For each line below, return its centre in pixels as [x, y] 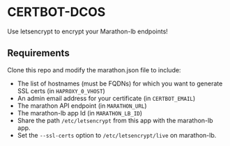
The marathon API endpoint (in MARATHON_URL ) [82, 106]
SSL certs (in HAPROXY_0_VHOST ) [61, 90]
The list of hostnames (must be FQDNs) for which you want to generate [120, 83]
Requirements [38, 53]
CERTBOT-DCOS [56, 12]
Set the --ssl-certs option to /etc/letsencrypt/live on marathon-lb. [117, 135]
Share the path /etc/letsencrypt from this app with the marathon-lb [115, 120]
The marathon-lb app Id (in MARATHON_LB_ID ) [80, 113]
